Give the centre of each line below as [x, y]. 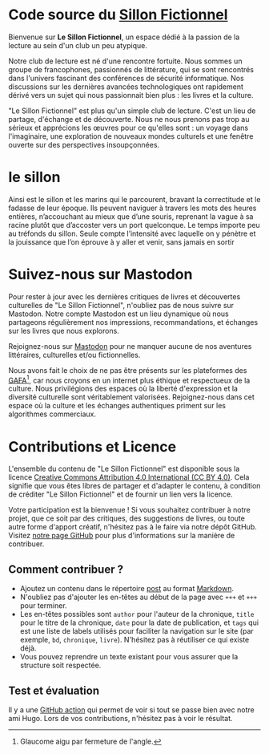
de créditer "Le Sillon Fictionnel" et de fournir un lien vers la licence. [121, 494]
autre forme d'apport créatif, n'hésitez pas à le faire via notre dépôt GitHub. [133, 527]
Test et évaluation [54, 690]
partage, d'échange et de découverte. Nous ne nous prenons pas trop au [129, 119]
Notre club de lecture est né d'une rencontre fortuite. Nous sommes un [125, 61]
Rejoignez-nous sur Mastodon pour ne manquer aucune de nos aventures [130, 346]
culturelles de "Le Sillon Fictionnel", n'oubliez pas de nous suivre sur [121, 305]
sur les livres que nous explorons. [64, 330]
